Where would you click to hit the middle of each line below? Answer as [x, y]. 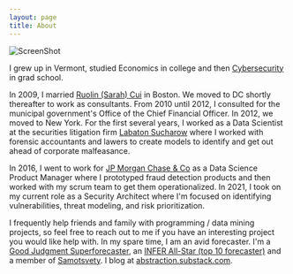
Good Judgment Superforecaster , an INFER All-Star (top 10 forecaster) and [145, 251]
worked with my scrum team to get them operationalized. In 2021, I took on [145, 186]
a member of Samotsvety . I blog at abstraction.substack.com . [121, 260]
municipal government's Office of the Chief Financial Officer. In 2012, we [141, 113]
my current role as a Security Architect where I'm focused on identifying [140, 196]
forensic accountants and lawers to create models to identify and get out [141, 141]
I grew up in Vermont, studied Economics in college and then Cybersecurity [146, 68]
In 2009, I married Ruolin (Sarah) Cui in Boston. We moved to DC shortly [140, 95]
